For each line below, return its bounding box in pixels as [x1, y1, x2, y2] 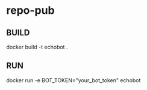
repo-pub [6, 4, 55, 17]
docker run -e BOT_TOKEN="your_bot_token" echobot [6, 76, 141, 84]
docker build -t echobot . [6, 43, 68, 50]
